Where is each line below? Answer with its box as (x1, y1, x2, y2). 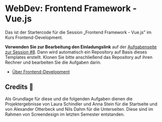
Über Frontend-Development (12, 69, 70, 74)
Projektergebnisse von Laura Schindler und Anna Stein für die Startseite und (5, 101, 158, 107)
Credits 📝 (5, 83, 34, 91)
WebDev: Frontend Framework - (5, 3, 137, 14)
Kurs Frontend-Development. (5, 35, 63, 40)
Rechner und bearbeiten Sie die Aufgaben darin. (5, 59, 102, 65)
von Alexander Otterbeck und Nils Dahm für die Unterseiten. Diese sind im (5, 106, 154, 112)
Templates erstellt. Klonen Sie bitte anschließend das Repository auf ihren (5, 54, 153, 60)
